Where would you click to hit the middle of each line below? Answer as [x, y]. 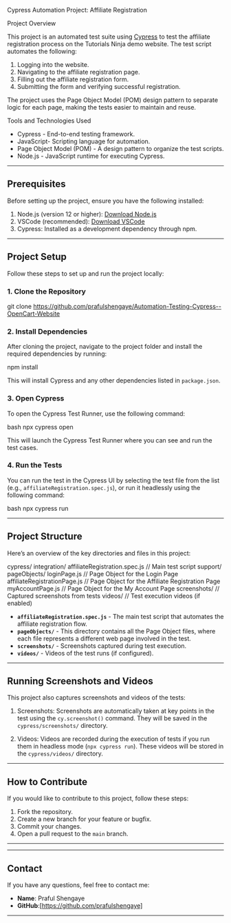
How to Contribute [47, 782]
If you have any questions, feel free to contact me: [78, 885]
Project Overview [32, 23]
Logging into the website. [53, 64]
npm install [23, 367]
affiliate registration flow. [52, 624]
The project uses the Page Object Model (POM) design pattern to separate [113, 100]
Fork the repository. [45, 812]
